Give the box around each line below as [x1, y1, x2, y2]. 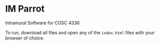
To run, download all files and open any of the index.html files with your [5, 29, 155, 35]
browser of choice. [5, 35, 44, 41]
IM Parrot [5, 3, 45, 15]
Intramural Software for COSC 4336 [5, 20, 80, 26]
